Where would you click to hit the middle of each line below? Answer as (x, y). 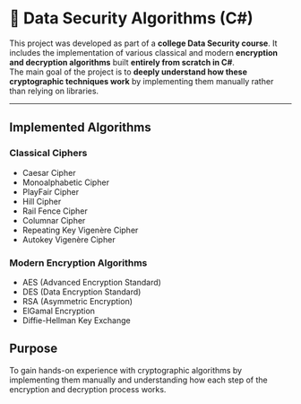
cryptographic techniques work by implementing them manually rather (142, 81)
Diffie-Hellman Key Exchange (77, 320)
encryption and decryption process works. (88, 389)
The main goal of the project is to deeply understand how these (129, 72)
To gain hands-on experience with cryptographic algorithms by (126, 370)
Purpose (34, 349)
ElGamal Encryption (59, 311)
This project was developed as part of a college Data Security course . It (143, 43)
